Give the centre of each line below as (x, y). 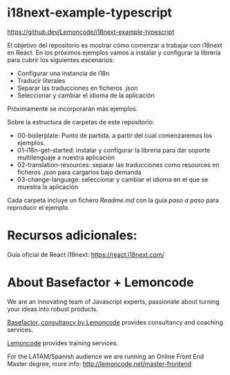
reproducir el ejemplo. (39, 207)
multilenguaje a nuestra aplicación (66, 157)
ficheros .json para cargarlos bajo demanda (79, 172)
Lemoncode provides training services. (63, 343)
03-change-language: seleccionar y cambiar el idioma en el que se (113, 179)
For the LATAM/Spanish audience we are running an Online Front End (106, 356)
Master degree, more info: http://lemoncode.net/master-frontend (99, 363)
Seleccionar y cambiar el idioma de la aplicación (86, 95)
